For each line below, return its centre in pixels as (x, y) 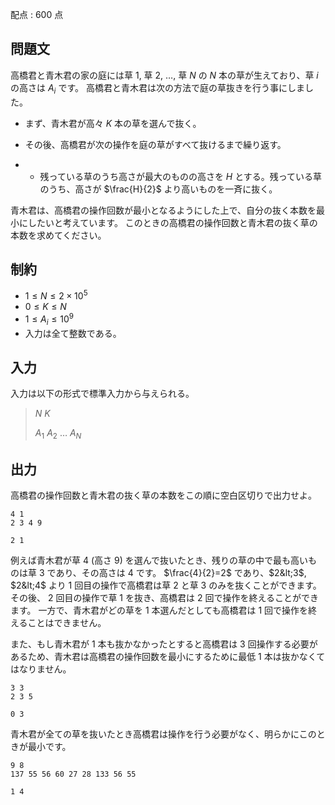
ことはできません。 (67, 622)
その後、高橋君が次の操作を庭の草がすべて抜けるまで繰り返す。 (155, 144)
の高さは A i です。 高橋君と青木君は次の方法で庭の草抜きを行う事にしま (157, 88)
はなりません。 (41, 669)
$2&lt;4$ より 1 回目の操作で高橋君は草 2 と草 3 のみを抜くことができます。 (166, 585)
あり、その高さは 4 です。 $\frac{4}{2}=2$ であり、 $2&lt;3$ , (181, 572)
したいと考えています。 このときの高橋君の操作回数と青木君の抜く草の (172, 222)
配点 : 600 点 (37, 14)
